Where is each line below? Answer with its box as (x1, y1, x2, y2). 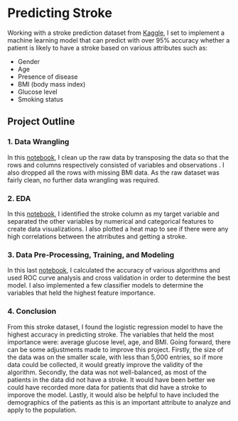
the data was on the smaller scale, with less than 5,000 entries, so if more (7, 353, 223, 361)
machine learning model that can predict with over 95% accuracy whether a (7, 35, 230, 44)
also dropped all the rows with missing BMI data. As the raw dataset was (7, 168, 220, 177)
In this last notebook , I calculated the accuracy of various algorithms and (7, 266, 220, 275)
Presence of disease (17, 72, 78, 81)
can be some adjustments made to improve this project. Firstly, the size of (7, 345, 224, 354)
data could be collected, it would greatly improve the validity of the (7, 360, 203, 368)
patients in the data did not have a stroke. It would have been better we (7, 375, 215, 384)
